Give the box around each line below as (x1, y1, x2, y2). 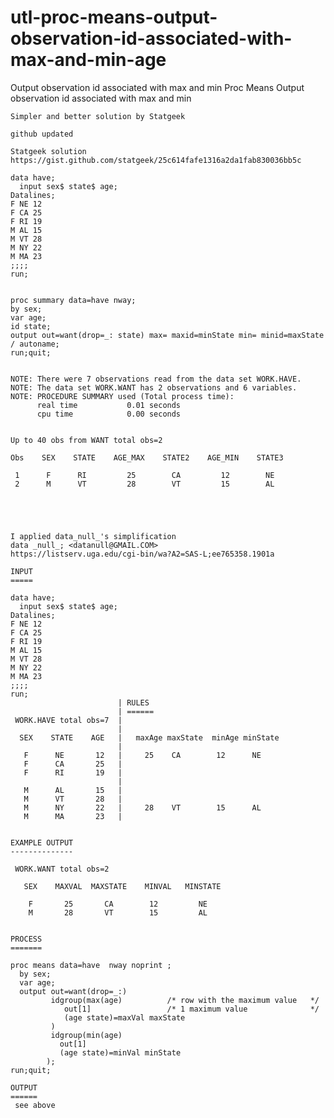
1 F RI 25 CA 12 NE (14, 470, 275, 480)
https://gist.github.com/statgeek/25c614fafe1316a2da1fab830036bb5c (10, 155, 302, 165)
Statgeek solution (10, 146, 87, 156)
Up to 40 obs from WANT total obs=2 (10, 435, 163, 445)
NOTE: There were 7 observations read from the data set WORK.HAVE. (10, 374, 302, 384)
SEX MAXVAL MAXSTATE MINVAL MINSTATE (23, 881, 222, 891)
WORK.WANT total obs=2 (14, 864, 110, 874)
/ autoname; (10, 339, 60, 349)
